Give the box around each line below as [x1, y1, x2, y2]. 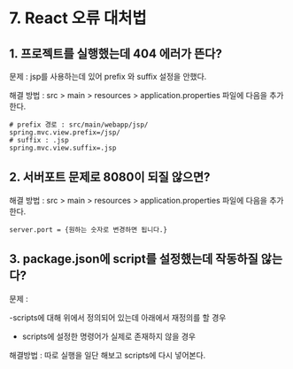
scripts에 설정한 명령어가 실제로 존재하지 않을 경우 [21, 331, 197, 342]
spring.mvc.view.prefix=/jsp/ [9, 128, 121, 137]
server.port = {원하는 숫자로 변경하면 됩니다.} [9, 225, 168, 234]
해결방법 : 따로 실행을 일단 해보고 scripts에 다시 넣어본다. [9, 350, 206, 360]
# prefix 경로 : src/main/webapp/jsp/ [9, 120, 149, 129]
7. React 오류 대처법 [9, 8, 147, 28]
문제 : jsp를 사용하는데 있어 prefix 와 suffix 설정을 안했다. [9, 72, 207, 81]
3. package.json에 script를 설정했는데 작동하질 [9, 251, 258, 266]
